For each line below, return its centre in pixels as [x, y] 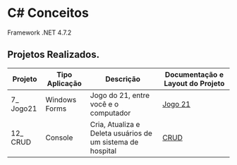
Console [59, 137]
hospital [103, 151]
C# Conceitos [48, 13]
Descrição [123, 79]
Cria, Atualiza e [115, 124]
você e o [104, 104]
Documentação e [194, 74]
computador [110, 113]
